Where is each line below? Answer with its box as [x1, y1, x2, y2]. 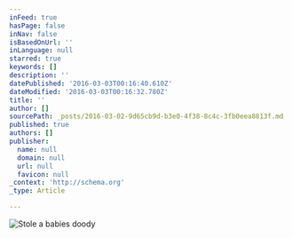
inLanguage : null [9, 46, 74, 55]
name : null [17, 145, 58, 154]
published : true [9, 121, 69, 130]
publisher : [9, 137, 50, 146]
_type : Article [9, 186, 66, 195]
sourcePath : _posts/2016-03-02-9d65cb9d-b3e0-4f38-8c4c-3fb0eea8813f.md [9, 112, 284, 121]
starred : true [9, 54, 62, 63]
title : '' [9, 95, 46, 105]
